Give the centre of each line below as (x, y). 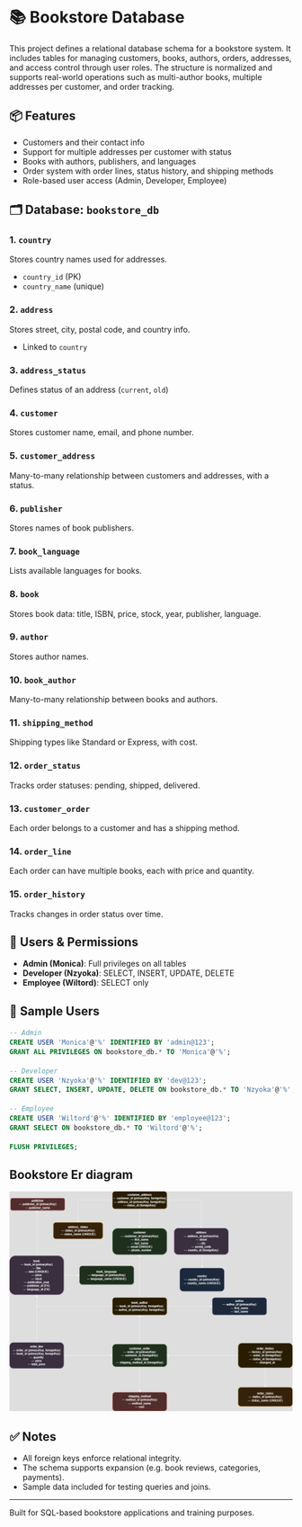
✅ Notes (33, 1437)
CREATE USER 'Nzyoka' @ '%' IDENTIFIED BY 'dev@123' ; (108, 1080)
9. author (29, 637)
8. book (24, 594)
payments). (43, 1478)
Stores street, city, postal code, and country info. (100, 329)
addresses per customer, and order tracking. (92, 86)
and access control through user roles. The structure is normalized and (141, 67)
